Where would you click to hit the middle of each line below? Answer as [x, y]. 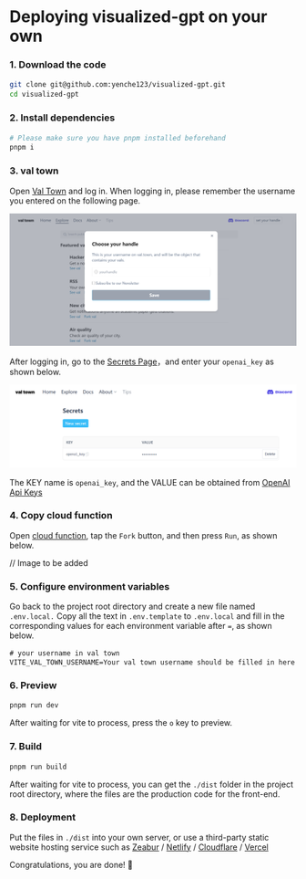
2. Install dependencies [62, 118]
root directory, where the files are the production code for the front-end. [145, 794]
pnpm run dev [34, 706]
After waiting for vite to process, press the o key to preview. [121, 723]
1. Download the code [58, 65]
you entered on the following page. [75, 200]
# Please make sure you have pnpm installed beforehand [117, 138]
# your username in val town [65, 654]
